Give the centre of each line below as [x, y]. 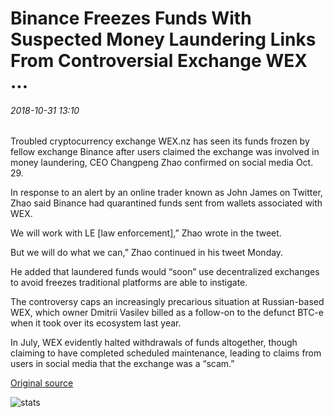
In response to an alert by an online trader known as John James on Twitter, [166, 193]
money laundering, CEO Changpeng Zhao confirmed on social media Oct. [162, 163]
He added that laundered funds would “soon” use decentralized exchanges [165, 272]
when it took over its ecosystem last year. [96, 323]
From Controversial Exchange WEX [159, 61]
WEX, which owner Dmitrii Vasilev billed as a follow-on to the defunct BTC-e [167, 313]
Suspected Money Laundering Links [163, 39]
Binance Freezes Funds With [131, 18]
